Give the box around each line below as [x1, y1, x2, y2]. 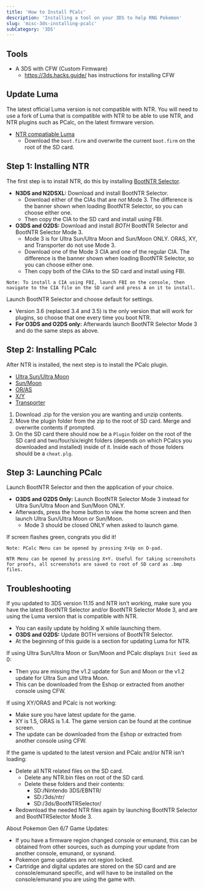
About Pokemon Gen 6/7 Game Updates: [6, 825, 109, 832]
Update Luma [6, 89, 59, 100]
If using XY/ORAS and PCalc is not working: [6, 699, 117, 706]
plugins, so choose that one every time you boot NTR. [15, 314, 151, 321]
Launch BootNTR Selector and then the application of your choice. [6, 483, 174, 491]
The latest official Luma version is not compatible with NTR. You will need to [6, 105, 198, 113]
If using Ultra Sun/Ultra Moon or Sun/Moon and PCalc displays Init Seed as [6, 649, 198, 657]
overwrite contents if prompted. [15, 423, 96, 431]
